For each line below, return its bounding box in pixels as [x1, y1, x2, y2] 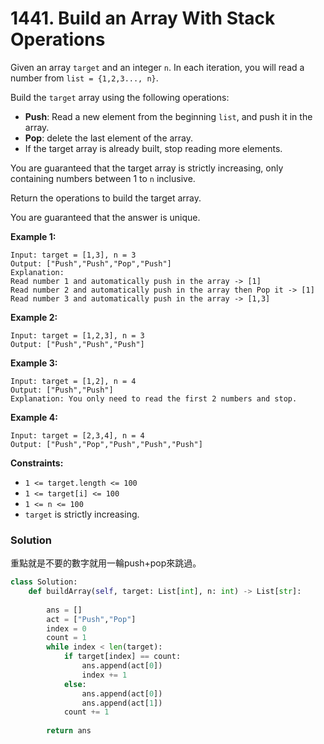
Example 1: [10, 230, 57, 242]
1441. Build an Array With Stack [10, 7, 276, 30]
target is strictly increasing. [24, 508, 140, 520]
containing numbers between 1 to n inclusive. [10, 172, 196, 184]
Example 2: [10, 311, 58, 323]
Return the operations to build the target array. [10, 192, 202, 204]
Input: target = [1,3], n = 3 [10, 250, 137, 260]
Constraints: [10, 457, 64, 469]
